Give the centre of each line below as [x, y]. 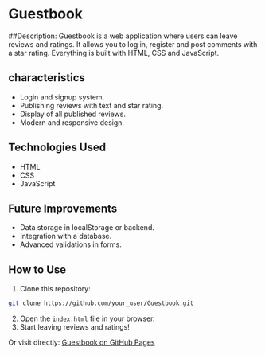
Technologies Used [57, 148]
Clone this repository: [55, 289]
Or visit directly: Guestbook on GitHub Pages [82, 342]
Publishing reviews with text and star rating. [92, 105]
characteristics [47, 78]
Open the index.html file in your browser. [87, 318]
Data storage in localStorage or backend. [87, 228]
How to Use [37, 269]
